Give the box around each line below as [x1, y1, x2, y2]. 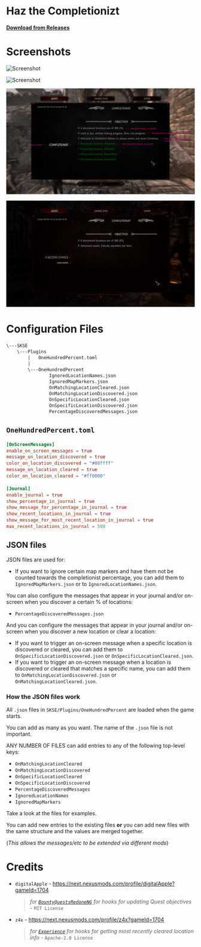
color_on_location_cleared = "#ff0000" [6, 473, 106, 479]
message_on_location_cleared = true [6, 467, 98, 473]
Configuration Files [6, 322, 103, 336]
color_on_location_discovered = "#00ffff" [6, 460, 114, 466]
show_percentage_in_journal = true [6, 498, 95, 504]
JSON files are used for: [6, 556, 66, 563]
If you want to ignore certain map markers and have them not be [14, 567, 174, 575]
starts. [6, 712, 22, 720]
